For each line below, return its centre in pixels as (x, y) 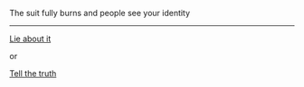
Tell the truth (33, 74)
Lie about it (30, 39)
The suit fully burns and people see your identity (100, 13)
